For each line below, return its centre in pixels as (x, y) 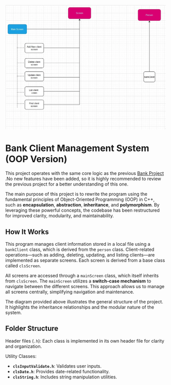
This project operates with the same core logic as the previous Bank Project (85, 173)
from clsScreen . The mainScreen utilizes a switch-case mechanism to (78, 281)
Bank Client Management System (77, 148)
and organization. (24, 346)
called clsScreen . (23, 266)
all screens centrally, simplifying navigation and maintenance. (70, 292)
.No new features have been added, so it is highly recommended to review (83, 179)
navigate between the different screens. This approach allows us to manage (85, 287)
